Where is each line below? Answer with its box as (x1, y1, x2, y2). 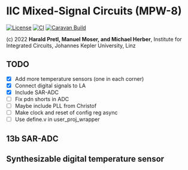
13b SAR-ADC (6, 133, 59, 144)
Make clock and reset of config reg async (14, 109, 118, 116)
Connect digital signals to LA (14, 82, 86, 89)
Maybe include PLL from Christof (14, 102, 97, 109)
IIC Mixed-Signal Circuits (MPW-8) (6, 4, 182, 18)
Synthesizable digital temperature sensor (6, 154, 165, 164)
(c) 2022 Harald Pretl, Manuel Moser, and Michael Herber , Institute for (6, 35, 183, 42)
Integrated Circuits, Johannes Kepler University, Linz (6, 42, 136, 49)
